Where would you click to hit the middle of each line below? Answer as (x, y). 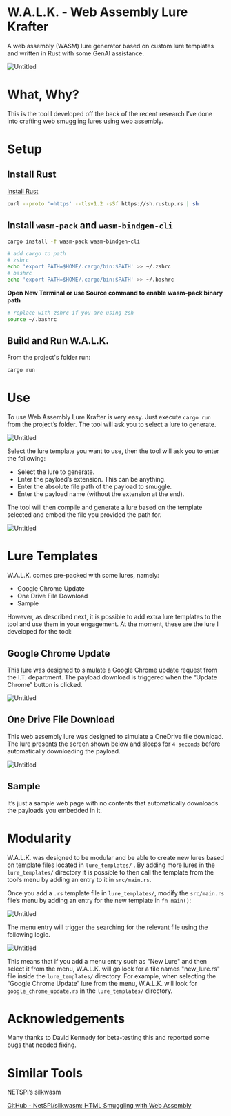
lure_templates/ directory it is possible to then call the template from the (111, 872)
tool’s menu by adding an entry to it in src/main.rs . (79, 879)
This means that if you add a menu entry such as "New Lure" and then (107, 961)
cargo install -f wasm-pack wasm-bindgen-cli (73, 241)
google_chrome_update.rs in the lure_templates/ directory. (90, 991)
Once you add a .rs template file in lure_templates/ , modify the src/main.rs (116, 893)
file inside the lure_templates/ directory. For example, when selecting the (112, 976)
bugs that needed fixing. (42, 1045)
